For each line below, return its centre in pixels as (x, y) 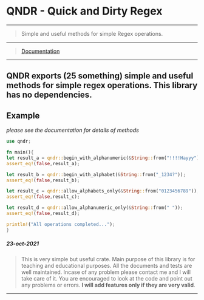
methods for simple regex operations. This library (102, 85)
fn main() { (20, 152)
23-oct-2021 (23, 244)
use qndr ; (19, 141)
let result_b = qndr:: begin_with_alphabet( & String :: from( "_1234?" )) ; (96, 174)
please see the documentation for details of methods (73, 130)
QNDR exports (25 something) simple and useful (100, 76)
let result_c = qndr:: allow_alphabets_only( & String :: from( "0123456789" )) (102, 191)
